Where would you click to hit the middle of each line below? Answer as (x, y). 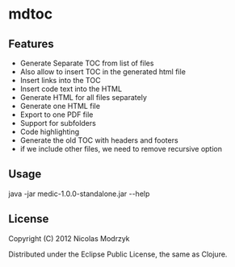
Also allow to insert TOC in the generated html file (103, 72)
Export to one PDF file (57, 115)
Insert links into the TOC (60, 80)
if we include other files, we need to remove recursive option (121, 149)
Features (31, 44)
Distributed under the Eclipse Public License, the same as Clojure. (118, 254)
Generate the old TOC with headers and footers (99, 140)
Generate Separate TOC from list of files (87, 63)
